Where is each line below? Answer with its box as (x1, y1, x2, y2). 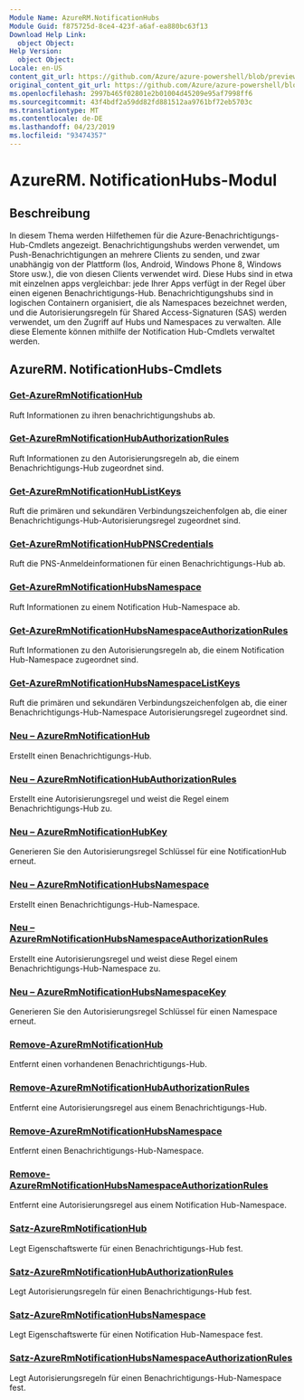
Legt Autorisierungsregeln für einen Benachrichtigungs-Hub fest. (9, 1286, 252, 1297)
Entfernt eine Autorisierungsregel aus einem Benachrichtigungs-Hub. (9, 1101, 267, 1113)
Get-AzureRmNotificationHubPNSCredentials (9, 538, 214, 550)
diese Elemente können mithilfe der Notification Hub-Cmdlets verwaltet (9, 326, 275, 337)
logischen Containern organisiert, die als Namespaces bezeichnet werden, (9, 297, 288, 308)
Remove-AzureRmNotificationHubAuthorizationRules (9, 1081, 251, 1094)
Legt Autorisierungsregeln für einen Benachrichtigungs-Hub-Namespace (9, 1372, 282, 1383)
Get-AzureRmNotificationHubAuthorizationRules (9, 432, 229, 444)
